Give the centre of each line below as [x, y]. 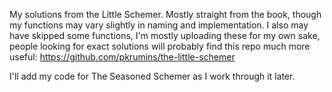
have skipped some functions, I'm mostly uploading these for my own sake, [165, 35]
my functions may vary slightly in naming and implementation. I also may [159, 25]
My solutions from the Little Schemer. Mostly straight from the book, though [165, 14]
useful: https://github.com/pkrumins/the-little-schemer [122, 57]
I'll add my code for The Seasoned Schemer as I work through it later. [152, 76]
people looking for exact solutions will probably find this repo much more [160, 46]
